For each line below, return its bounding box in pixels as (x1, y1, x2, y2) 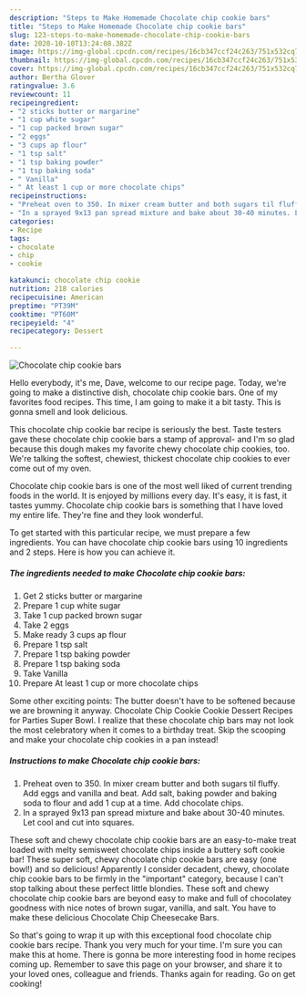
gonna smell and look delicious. (9, 407, 128, 418)
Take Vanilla (22, 668, 68, 680)
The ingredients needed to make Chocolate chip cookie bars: (9, 567, 246, 578)
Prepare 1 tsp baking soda (22, 659, 121, 670)
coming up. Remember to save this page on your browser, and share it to (9, 959, 282, 970)
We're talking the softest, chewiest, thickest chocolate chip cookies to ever (9, 453, 291, 464)
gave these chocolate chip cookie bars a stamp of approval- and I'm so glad (9, 434, 296, 445)
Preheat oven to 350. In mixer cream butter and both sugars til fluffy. (22, 778, 280, 789)
